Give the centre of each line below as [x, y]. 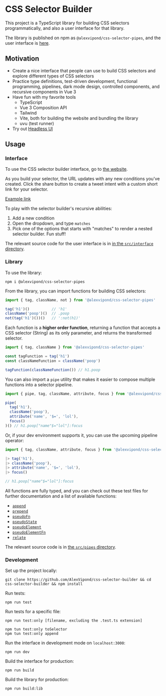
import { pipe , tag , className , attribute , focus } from [65, 394]
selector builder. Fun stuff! [39, 234]
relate [19, 538]
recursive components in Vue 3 [44, 92]
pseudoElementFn [29, 533]
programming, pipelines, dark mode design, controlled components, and [86, 86]
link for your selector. [27, 189]
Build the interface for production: [40, 661]
